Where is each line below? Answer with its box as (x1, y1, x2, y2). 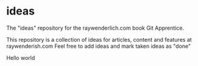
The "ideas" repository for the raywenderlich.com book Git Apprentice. (6, 24, 185, 31)
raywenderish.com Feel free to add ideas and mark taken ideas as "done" (6, 42, 191, 50)
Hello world (6, 54, 35, 61)
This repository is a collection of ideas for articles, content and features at (6, 36, 192, 43)
